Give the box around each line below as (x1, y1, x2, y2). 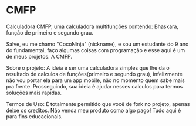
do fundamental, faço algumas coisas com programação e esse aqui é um (6, 46, 185, 53)
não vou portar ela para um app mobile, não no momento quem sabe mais (6, 77, 185, 84)
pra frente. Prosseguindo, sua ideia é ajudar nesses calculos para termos (6, 83, 183, 90)
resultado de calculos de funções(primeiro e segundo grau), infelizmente (6, 70, 183, 77)
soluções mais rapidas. (6, 89, 62, 96)
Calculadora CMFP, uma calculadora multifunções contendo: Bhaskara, (6, 23, 179, 30)
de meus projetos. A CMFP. (6, 53, 72, 60)
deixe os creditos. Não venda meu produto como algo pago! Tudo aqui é (6, 107, 181, 114)
